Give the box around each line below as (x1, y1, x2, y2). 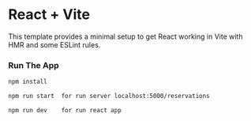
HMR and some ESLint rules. (8, 40, 101, 49)
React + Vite (8, 6, 91, 24)
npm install (8, 78, 47, 86)
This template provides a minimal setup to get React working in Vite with (8, 32, 243, 41)
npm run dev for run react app (8, 106, 122, 114)
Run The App (8, 59, 59, 70)
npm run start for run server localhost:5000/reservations (8, 93, 211, 100)
